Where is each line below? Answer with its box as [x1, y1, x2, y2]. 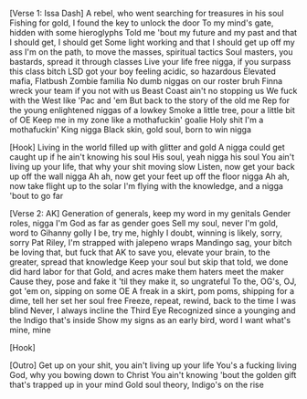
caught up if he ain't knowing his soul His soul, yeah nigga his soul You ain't [9, 152, 295, 163]
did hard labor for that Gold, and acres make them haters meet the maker [9, 267, 285, 277]
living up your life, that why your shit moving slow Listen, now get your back [9, 162, 295, 172]
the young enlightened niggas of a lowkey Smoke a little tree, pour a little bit [9, 105, 295, 115]
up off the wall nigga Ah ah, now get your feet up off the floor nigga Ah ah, [9, 171, 290, 182]
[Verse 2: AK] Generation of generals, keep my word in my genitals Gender [9, 208, 291, 218]
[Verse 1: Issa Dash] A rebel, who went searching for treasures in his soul [9, 8, 285, 18]
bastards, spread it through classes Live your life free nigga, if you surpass [9, 57, 291, 67]
